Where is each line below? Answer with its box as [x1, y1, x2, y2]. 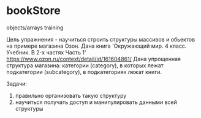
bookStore [6, 4, 61, 18]
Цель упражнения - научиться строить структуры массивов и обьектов [6, 35, 195, 43]
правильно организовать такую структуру [15, 92, 127, 99]
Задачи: [6, 80, 28, 87]
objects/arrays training [6, 24, 64, 31]
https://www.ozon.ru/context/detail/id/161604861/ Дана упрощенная [6, 55, 181, 62]
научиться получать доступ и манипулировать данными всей [15, 98, 178, 106]
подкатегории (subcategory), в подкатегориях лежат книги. [6, 68, 162, 75]
